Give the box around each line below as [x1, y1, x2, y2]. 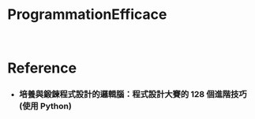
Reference [7, 59, 77, 77]
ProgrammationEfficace [7, 6, 167, 24]
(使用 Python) [18, 101, 72, 112]
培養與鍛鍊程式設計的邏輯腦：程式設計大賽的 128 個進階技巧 [18, 89, 247, 100]
